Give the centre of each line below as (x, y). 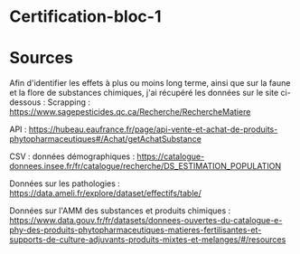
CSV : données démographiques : (72, 156)
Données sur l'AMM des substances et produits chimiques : (120, 211)
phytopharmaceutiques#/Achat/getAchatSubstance (105, 139)
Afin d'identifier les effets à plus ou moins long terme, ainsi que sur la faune (150, 83)
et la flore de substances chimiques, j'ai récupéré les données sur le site (144, 93)
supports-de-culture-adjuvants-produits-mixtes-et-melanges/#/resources (148, 240)
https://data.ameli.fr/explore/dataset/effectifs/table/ (105, 193)
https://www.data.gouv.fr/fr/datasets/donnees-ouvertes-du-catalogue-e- (146, 221)
